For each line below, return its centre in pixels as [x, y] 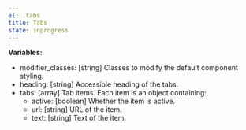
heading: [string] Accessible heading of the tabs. [99, 84]
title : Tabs [28, 23]
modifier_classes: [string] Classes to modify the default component [129, 68]
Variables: [25, 53]
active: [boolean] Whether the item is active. [103, 101]
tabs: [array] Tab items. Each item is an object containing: [113, 93]
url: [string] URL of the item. [76, 110]
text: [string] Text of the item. [79, 118]
